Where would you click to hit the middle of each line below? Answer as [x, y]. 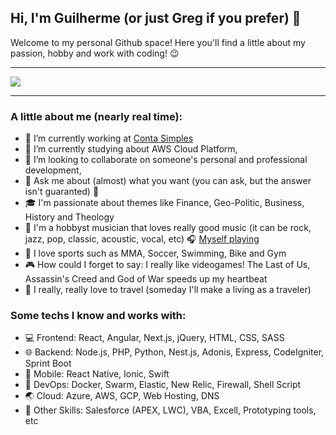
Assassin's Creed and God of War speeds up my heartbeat [146, 279]
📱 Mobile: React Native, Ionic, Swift [97, 374]
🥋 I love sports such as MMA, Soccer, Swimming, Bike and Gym [155, 253]
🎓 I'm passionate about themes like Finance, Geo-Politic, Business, [164, 203]
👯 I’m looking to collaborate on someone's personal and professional [166, 160]
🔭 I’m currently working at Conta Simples [109, 138]
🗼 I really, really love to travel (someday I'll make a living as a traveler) [168, 290]
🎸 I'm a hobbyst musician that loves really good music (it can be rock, [168, 228]
